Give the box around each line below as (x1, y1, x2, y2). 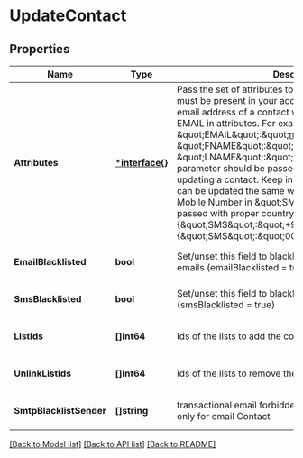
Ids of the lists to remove (177, 367, 281, 380)
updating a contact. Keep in (177, 173, 293, 186)
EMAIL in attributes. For (177, 117, 277, 129)
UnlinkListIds (14, 367, 72, 380)
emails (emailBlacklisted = (177, 261, 288, 273)
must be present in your (177, 95, 278, 106)
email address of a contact (177, 105, 290, 118)
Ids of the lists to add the (177, 330, 281, 343)
